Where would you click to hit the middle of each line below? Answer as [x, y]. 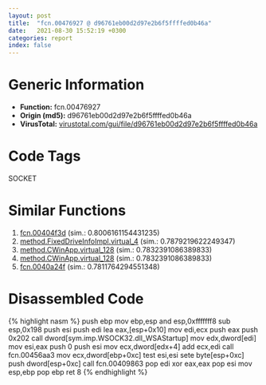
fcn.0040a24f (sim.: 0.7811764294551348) [90, 266]
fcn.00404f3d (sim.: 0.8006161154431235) [90, 232]
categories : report [41, 38]
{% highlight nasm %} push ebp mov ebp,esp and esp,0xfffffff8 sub [119, 321]
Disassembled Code [76, 299]
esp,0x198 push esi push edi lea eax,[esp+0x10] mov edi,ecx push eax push [133, 329]
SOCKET [23, 178]
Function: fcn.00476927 [60, 107]
